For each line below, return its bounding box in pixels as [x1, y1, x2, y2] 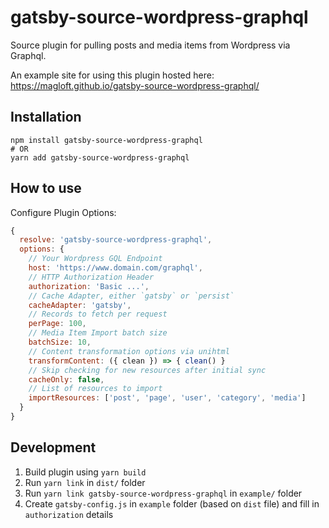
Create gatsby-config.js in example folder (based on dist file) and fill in [24, 497, 320, 510]
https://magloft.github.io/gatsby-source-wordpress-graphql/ [10, 79, 260, 91]
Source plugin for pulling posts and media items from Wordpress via [10, 39, 291, 51]
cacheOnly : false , [28, 374, 105, 385]
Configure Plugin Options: [10, 206, 117, 218]
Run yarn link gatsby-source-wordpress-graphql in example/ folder [24, 487, 303, 499]
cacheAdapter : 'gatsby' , [28, 300, 132, 310]
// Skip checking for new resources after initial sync [28, 365, 267, 375]
